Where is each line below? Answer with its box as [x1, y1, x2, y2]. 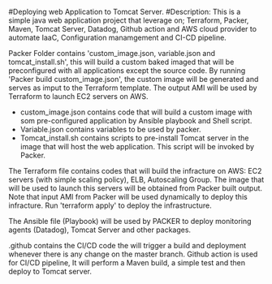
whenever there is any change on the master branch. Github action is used [8, 249, 258, 259]
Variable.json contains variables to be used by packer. [19, 125, 201, 134]
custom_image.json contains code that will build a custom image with [19, 107, 253, 117]
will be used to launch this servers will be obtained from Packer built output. [8, 183, 262, 193]
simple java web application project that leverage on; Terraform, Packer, [8, 15, 249, 25]
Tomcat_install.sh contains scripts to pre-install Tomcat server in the [19, 133, 249, 143]
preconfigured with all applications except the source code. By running [8, 66, 246, 75]
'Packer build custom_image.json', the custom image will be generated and [8, 75, 259, 84]
